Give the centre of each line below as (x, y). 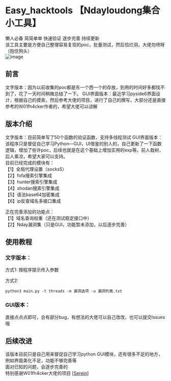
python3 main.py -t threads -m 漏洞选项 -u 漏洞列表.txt (64, 291)
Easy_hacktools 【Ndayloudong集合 (83, 10)
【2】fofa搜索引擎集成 (29, 175)
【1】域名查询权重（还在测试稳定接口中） (49, 218)
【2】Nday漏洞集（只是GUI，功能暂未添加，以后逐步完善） (67, 224)
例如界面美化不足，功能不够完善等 (41, 361)
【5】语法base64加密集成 (33, 195)
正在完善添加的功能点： (30, 211)
